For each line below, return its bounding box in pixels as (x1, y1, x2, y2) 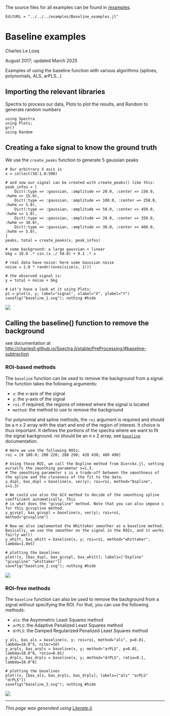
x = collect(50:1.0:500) (5, 171, 58, 176)
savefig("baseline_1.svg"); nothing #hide (5, 296, 96, 301)
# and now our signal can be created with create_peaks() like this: (5, 180, 155, 185)
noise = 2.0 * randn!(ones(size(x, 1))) (5, 264, 92, 270)
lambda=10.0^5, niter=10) (5, 642, 60, 647)
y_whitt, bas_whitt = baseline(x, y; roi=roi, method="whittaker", (5, 537, 151, 542)
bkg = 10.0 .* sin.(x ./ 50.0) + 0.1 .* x (5, 251, 96, 256)
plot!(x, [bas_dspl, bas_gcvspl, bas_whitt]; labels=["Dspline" (5, 555, 144, 560)
